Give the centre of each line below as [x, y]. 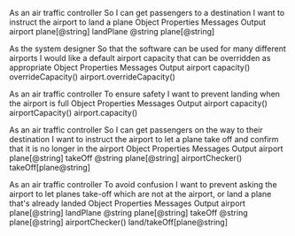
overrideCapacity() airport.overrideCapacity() [92, 77]
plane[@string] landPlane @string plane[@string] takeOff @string [128, 213]
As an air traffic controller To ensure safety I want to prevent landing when [145, 94]
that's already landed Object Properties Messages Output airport [128, 203]
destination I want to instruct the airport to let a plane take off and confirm [144, 139]
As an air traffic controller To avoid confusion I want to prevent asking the [143, 184]
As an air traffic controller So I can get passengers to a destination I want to [147, 13]
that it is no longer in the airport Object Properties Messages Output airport [146, 148]
